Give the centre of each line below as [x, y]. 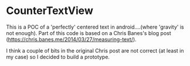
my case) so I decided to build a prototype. [58, 57]
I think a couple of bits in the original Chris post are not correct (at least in [95, 50]
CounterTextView [50, 11]
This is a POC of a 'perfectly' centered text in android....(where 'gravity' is [95, 27]
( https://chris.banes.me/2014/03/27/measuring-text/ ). [71, 39]
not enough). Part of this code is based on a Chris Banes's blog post [89, 33]
